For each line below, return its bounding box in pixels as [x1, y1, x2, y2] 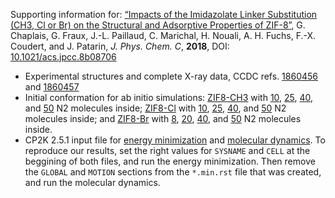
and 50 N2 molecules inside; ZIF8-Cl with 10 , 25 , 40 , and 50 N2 [24, 102, 287, 114]
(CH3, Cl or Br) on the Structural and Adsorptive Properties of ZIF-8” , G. [10, 19, 306, 31]
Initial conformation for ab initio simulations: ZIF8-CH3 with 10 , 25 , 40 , [24, 92, 314, 103]
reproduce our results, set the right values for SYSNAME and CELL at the [24, 145, 311, 156]
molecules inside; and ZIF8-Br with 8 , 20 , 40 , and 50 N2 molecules [24, 113, 302, 124]
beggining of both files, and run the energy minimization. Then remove [24, 155, 316, 167]
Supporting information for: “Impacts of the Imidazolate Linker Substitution [10, 9, 318, 20]
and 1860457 [24, 81, 80, 93]
